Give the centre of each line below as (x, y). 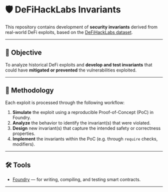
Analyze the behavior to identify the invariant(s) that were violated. (81, 122)
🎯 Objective (23, 53)
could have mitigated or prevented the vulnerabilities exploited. (71, 70)
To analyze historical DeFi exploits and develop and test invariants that (79, 64)
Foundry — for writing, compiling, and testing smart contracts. (76, 179)
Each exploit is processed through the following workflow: (65, 102)
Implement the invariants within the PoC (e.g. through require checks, (85, 138)
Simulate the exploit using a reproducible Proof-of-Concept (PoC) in (83, 112)
